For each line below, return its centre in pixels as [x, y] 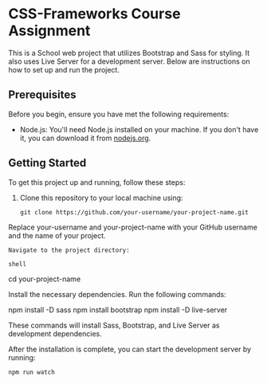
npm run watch [32, 372]
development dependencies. [55, 333]
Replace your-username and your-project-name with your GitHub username [133, 227]
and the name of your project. [57, 235]
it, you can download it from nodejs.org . [85, 138]
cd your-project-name [45, 279]
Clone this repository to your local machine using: [101, 198]
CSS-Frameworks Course [94, 14]
